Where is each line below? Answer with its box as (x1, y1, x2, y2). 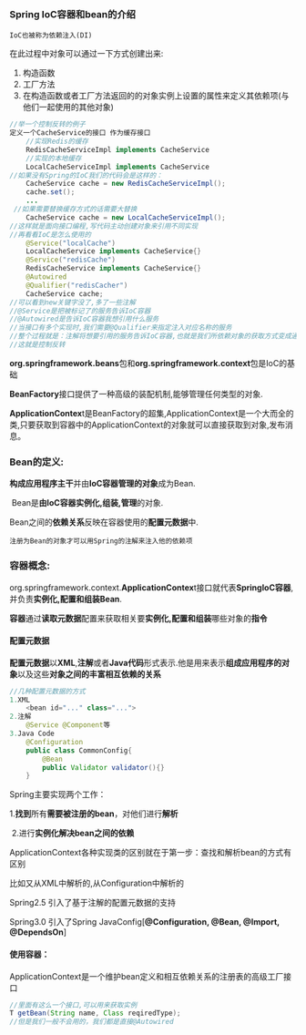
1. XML (9, 695, 30, 704)
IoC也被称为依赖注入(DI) (9, 31, 93, 40)
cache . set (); (25, 188, 76, 197)
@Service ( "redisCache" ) (25, 255, 117, 265)
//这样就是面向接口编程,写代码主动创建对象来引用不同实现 (9, 221, 199, 231)
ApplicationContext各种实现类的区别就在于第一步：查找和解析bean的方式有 (9, 847, 291, 858)
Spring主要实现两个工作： (9, 789, 107, 800)
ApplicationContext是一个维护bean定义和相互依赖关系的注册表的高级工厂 (9, 970, 284, 981)
